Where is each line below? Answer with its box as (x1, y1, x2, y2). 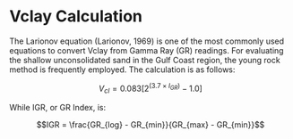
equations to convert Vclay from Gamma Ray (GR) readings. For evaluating (9, 45, 284, 55)
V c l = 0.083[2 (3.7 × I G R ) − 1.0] (98, 81, 203, 95)
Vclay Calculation (9, 6, 143, 27)
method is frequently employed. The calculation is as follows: (9, 64, 236, 75)
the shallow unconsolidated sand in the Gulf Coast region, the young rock (9, 54, 280, 65)
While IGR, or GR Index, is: (9, 102, 107, 113)
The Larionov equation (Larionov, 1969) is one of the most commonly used (9, 36, 285, 46)
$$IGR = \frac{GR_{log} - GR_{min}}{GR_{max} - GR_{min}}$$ (36, 119, 265, 130)
